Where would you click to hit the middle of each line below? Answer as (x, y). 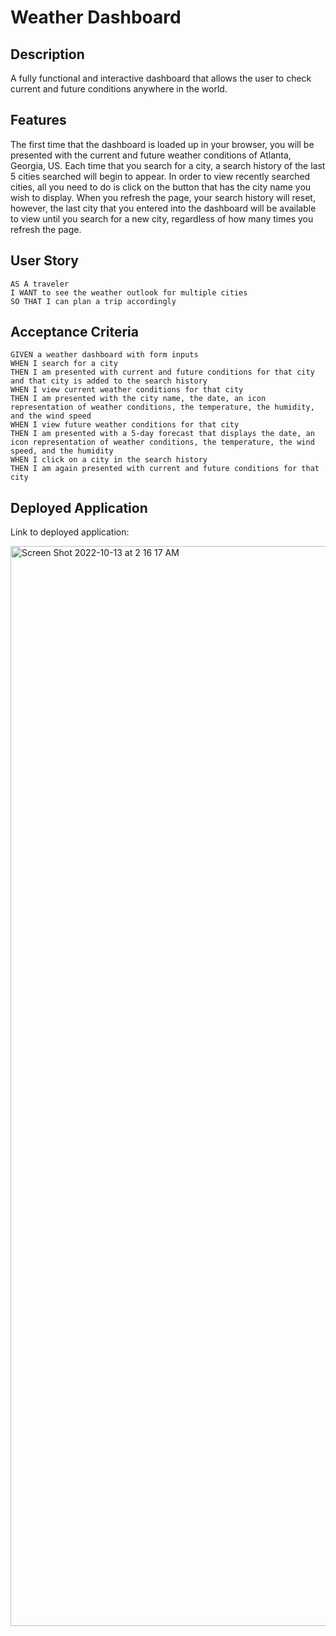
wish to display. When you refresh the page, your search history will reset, (163, 197)
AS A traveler (40, 284)
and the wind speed (51, 416)
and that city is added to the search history (109, 381)
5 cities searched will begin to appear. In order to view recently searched (160, 176)
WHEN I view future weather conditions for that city (125, 425)
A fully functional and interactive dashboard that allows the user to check (161, 78)
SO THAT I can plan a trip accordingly (93, 301)
